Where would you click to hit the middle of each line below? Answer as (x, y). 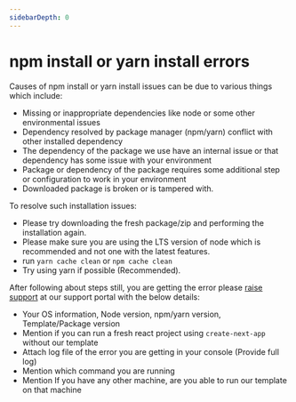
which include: (36, 95)
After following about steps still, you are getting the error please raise (136, 287)
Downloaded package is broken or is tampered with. (118, 189)
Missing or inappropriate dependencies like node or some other (138, 113)
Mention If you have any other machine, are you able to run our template (154, 380)
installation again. (54, 232)
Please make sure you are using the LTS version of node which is (141, 242)
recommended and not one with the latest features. (116, 251)
